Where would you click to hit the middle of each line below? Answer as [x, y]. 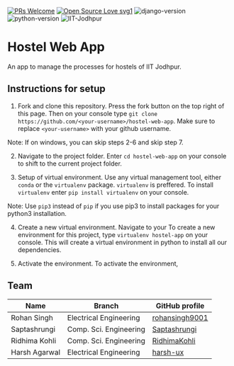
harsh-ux [168, 352]
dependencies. [39, 250]
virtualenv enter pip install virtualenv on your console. [103, 192]
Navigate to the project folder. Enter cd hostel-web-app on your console [122, 156]
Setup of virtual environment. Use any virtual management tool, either [119, 177]
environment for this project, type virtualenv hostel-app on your [113, 234]
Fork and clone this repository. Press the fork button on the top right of [121, 105]
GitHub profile [180, 306]
